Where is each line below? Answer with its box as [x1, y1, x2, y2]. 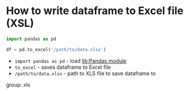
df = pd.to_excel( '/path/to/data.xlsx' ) [6, 46, 107, 52]
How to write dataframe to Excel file [6, 4, 184, 18]
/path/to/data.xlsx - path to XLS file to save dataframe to [14, 69, 156, 77]
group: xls [6, 81, 31, 88]
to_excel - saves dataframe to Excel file [14, 63, 112, 70]
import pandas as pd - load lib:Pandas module [14, 57, 127, 64]
